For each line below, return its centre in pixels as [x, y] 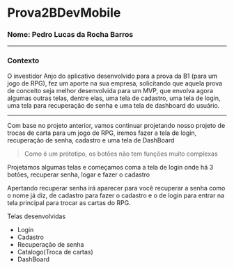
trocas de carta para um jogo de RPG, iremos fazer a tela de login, [102, 133]
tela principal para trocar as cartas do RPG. [69, 202]
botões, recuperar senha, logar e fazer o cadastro [79, 174]
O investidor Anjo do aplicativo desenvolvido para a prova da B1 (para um [112, 76]
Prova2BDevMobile [64, 13]
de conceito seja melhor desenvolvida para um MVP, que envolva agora [110, 90]
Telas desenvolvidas [37, 216]
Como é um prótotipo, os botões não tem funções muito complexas [121, 154]
